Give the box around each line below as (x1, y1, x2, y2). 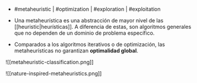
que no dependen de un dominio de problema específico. (14, 29, 155, 36)
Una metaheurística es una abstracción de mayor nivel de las (14, 17, 164, 24)
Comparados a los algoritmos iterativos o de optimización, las (14, 41, 166, 48)
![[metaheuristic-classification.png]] (5, 59, 94, 65)
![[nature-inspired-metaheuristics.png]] (5, 70, 102, 77)
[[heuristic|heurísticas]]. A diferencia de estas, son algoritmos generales (14, 24, 192, 30)
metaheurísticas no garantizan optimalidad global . (14, 47, 139, 54)
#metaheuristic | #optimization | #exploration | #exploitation (14, 6, 161, 12)
